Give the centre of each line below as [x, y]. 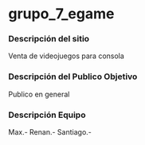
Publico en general [39, 94]
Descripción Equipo [47, 115]
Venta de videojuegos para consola [67, 56]
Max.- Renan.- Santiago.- [50, 132]
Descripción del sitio [49, 39]
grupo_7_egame [61, 14]
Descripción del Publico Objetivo [73, 76]
